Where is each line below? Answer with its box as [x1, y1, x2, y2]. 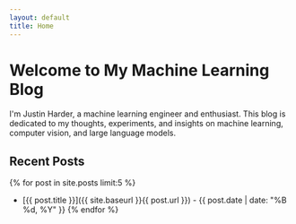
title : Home [9, 22, 54, 30]
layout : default [9, 13, 70, 22]
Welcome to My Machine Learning [9, 60, 270, 81]
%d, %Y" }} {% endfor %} [22, 204, 119, 215]
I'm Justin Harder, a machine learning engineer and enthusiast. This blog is [9, 108, 286, 119]
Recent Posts [9, 153, 85, 168]
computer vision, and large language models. [9, 127, 177, 139]
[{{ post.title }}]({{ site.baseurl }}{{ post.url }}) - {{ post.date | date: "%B [22, 194, 287, 206]
